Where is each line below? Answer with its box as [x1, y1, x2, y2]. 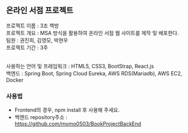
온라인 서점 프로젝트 [6, 5, 74, 16]
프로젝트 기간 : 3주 [6, 44, 48, 51]
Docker [6, 76, 24, 83]
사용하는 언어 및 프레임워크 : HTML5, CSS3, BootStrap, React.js [6, 62, 154, 69]
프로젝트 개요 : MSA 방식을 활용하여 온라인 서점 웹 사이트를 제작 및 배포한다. [6, 29, 179, 36]
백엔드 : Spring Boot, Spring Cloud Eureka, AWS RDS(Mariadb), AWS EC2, [6, 69, 183, 77]
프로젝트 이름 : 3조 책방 [6, 22, 60, 29]
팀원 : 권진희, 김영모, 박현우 [6, 37, 68, 44]
